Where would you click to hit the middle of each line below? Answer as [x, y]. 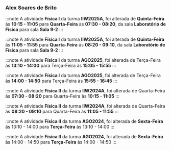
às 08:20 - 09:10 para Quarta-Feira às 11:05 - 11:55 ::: [62, 112]
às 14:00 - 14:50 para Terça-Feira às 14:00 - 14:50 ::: [61, 142]
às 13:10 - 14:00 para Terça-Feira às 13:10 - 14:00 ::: [60, 127]
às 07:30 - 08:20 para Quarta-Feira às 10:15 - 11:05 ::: [63, 96]
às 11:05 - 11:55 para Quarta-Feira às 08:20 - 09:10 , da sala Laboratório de [85, 45]
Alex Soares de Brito [31, 8]
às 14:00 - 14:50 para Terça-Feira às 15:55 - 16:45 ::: [61, 81]
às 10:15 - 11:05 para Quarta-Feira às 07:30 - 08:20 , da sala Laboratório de [86, 24]
